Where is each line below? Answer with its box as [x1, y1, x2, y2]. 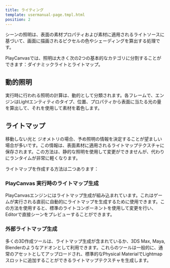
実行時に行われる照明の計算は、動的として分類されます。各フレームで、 [5, 92, 156, 98]
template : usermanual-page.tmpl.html [5, 12, 85, 17]
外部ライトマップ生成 [5, 225, 57, 232]
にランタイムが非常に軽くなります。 [5, 155, 81, 161]
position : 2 [5, 17, 30, 22]
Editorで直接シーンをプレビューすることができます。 [5, 211, 115, 218]
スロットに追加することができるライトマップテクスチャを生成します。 [5, 257, 151, 263]
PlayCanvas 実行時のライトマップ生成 [5, 179, 99, 186]
